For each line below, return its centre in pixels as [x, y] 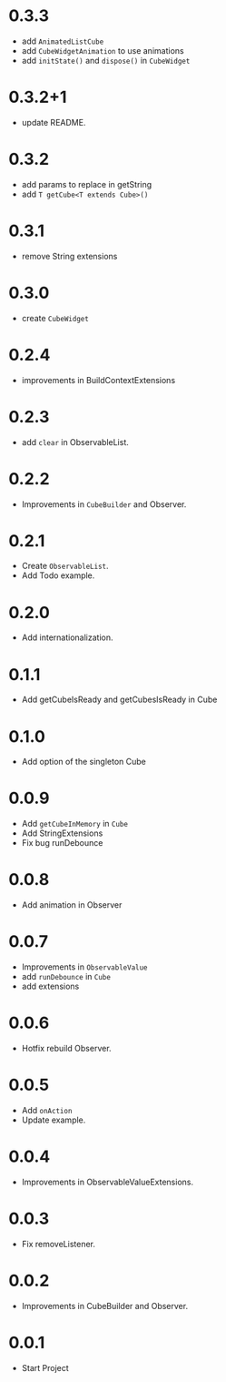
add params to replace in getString [87, 184]
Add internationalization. [67, 637]
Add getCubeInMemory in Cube [75, 824]
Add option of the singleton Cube [84, 762]
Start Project [45, 1367]
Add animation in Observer [72, 905]
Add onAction [47, 1110]
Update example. [54, 1120]
